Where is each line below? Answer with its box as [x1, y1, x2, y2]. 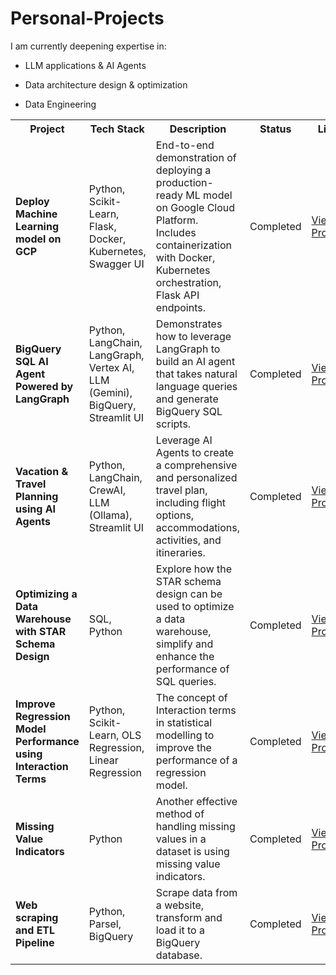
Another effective [155, 794, 238, 808]
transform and [155, 910, 223, 924]
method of [155, 807, 205, 821]
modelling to [155, 728, 215, 742]
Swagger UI [88, 257, 145, 271]
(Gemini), [88, 385, 133, 399]
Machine [15, 207, 58, 221]
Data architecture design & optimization [24, 78, 188, 91]
